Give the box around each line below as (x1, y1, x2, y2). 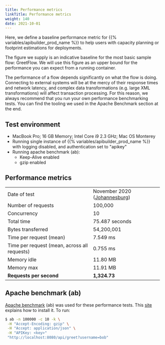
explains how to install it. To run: (5, 307, 70, 313)
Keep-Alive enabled (19, 154, 60, 160)
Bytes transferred (7, 226, 48, 233)
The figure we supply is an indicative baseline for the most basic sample (5, 55, 151, 61)
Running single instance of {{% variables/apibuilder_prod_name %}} (12, 138, 151, 144)
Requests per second (7, 272, 59, 279)
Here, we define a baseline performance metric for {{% (5, 34, 117, 40)
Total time (7, 218, 30, 225)
